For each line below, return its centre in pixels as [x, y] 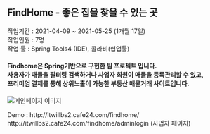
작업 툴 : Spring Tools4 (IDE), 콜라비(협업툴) [68, 49]
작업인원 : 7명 [26, 39]
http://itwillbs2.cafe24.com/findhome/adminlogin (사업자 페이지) [99, 123]
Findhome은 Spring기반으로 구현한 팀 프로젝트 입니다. [82, 66]
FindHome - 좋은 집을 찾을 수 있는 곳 [83, 13]
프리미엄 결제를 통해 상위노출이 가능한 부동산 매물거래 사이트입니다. [98, 84]
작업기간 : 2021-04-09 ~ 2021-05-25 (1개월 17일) [77, 31]
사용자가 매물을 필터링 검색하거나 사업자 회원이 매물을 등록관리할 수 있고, [105, 75]
